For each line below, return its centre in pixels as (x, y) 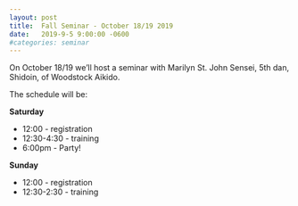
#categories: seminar (50, 42)
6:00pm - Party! (52, 148)
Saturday (27, 111)
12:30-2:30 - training (60, 192)
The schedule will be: (48, 95)
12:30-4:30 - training (61, 138)
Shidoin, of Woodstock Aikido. (65, 78)
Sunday (24, 165)
